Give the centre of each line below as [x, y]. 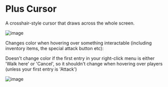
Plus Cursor [31, 9]
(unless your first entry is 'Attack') [41, 69]
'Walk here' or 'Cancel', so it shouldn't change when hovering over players [84, 63]
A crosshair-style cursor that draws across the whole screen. [70, 23]
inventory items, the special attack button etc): [54, 48]
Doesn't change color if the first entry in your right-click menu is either [80, 58]
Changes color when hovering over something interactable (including [79, 43]
